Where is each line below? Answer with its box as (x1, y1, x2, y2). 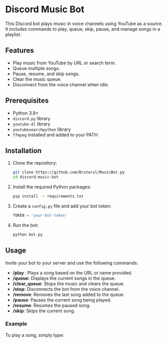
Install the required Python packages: (12, 184, 92, 190)
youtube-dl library (12, 121, 51, 127)
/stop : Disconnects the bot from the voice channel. (12, 286, 120, 292)
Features (5, 46, 34, 55)
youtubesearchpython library (12, 126, 71, 132)
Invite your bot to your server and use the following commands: (5, 260, 138, 266)
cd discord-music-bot (12, 175, 59, 180)
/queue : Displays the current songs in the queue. (12, 275, 116, 281)
